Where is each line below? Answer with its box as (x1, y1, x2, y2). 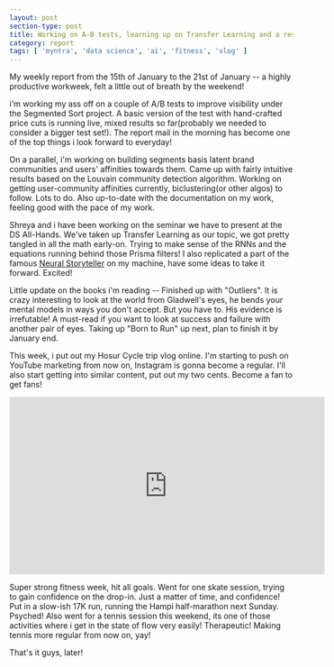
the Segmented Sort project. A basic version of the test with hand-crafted (9, 108, 283, 119)
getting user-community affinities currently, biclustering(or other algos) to (9, 183, 284, 194)
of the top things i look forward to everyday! (9, 137, 173, 148)
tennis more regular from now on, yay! (9, 630, 151, 641)
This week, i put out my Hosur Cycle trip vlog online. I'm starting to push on (9, 351, 290, 361)
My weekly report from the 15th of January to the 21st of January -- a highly (9, 71, 292, 82)
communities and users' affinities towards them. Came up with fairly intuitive (9, 164, 293, 175)
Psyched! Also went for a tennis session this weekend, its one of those (9, 610, 271, 622)
